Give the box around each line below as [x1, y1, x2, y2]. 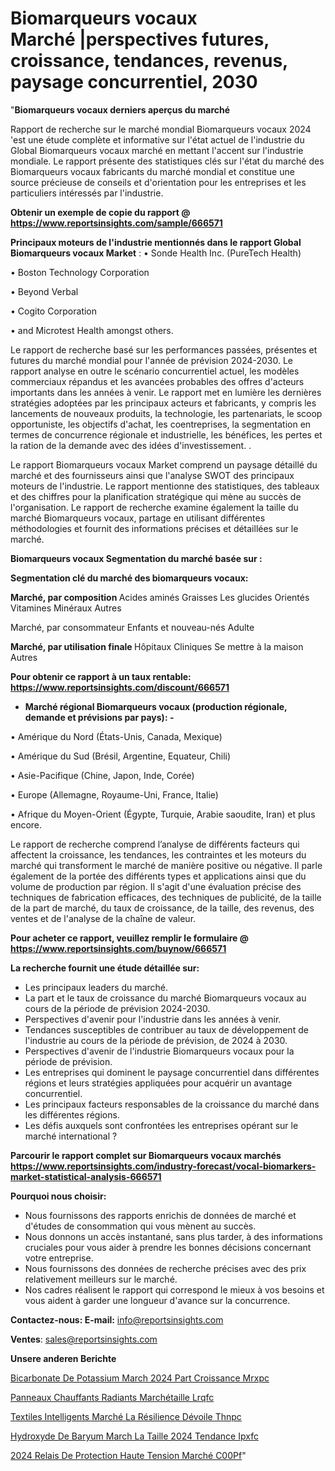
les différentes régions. [24, 1108, 120, 1121]
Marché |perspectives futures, [10, 28, 270, 51]
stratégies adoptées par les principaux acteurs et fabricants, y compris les [10, 397, 317, 409]
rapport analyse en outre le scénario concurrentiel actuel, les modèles [10, 365, 300, 377]
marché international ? [24, 1130, 118, 1142]
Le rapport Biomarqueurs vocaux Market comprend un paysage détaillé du [10, 458, 318, 471]
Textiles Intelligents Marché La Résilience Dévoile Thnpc [10, 1410, 242, 1422]
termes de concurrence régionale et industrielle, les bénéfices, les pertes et [10, 428, 323, 441]
